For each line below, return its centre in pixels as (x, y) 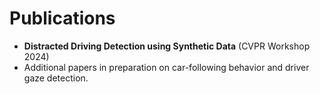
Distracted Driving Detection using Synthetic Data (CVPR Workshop (167, 46)
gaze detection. (56, 78)
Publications (62, 18)
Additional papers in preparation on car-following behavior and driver (166, 67)
